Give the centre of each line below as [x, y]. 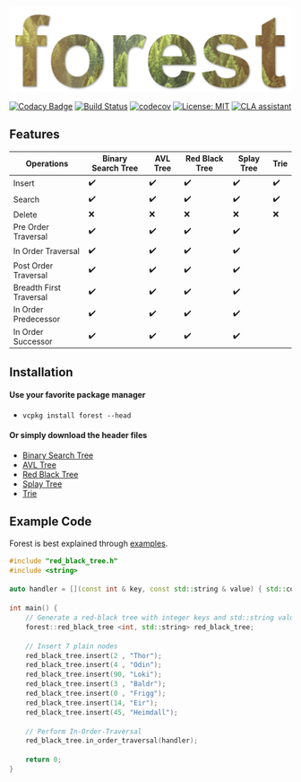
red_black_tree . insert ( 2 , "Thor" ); [94, 655]
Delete [25, 215]
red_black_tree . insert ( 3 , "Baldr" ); [96, 684]
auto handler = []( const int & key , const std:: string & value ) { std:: [148, 589]
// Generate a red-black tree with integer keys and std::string [150, 618]
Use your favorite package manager [77, 395]
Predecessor [37, 319]
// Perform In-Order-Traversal [84, 731]
